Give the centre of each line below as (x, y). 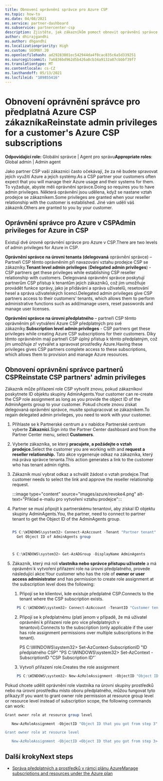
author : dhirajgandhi (27, 37)
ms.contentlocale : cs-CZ (30, 69)
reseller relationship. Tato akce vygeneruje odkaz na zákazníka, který (82, 454)
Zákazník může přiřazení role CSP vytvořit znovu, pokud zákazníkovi (74, 389)
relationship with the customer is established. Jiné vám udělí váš (70, 202)
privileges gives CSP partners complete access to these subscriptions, (76, 349)
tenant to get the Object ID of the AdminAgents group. (66, 519)
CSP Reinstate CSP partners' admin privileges (75, 377)
